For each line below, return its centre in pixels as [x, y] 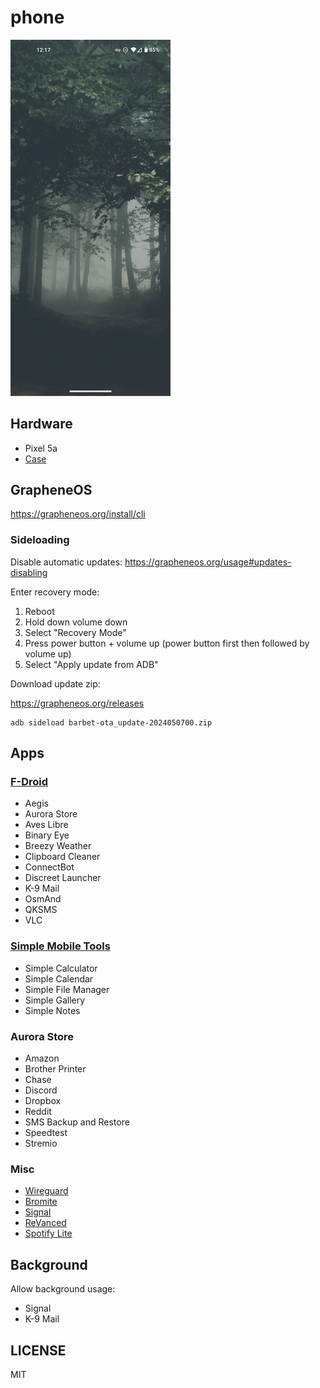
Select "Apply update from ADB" [91, 664]
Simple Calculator [61, 968]
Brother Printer [55, 1069]
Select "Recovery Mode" [75, 632]
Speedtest [46, 1133]
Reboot [39, 611]
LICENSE [38, 1350]
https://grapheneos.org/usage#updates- [208, 562]
